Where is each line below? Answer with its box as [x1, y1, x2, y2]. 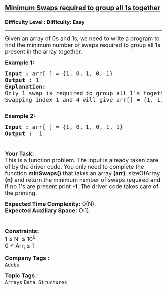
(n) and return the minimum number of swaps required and [5, 176, 161, 183]
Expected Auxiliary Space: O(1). [5, 207, 91, 214]
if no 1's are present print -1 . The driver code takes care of [5, 183, 159, 190]
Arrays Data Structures [5, 279, 67, 286]
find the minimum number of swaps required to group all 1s [5, 41, 161, 49]
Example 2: [5, 112, 36, 119]
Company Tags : [5, 254, 50, 262]
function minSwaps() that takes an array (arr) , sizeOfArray [5, 169, 160, 177]
